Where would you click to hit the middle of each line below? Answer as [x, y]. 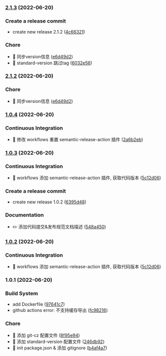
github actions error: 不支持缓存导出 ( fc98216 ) [60, 310]
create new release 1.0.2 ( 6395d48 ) [49, 202]
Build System [22, 293]
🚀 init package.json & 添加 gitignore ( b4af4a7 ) [60, 347]
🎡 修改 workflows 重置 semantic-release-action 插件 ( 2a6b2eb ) [78, 139]
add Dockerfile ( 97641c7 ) [39, 304]
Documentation [25, 215]
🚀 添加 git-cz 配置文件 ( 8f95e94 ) [46, 335]
